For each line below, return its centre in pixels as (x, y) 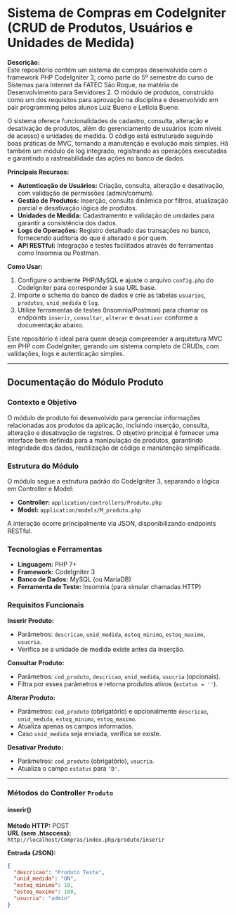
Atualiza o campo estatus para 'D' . (68, 768)
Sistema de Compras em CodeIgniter (117, 13)
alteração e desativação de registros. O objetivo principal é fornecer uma (113, 433)
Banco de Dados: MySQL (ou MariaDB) (74, 579)
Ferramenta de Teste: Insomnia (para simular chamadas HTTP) (109, 587)
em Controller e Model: (40, 488)
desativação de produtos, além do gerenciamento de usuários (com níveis (114, 128)
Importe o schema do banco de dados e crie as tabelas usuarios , (111, 295)
